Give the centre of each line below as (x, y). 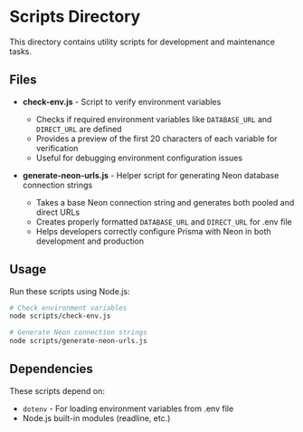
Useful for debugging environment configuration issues (139, 158)
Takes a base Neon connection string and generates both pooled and (165, 202)
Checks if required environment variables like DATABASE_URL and (154, 119)
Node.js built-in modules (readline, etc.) (96, 418)
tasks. (21, 51)
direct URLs (58, 212)
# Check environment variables (68, 308)
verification (57, 148)
